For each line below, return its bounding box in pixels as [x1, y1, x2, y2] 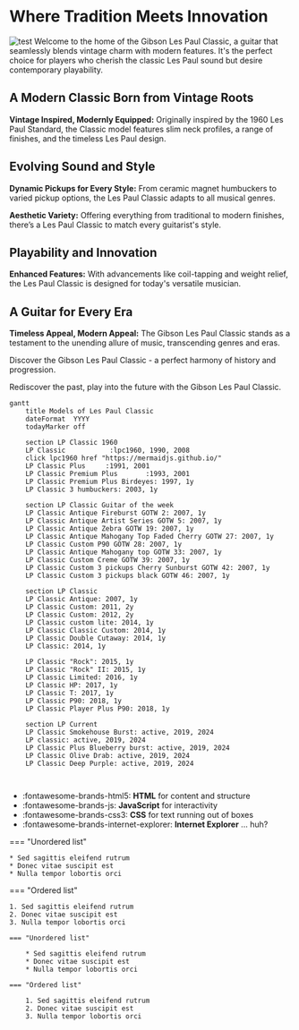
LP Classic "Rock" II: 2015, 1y [25, 665, 146, 675]
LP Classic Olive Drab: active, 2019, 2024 [25, 752, 191, 761]
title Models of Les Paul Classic [25, 407, 154, 416]
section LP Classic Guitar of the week [25, 501, 175, 510]
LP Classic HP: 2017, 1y [25, 681, 118, 690]
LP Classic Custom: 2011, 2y [25, 602, 134, 612]
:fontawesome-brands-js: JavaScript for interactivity [21, 800, 218, 811]
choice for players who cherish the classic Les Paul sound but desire [9, 55, 263, 65]
